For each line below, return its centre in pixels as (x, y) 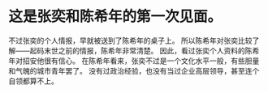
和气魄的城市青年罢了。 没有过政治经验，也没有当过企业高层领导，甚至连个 (134, 70)
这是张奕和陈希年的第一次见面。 (115, 17)
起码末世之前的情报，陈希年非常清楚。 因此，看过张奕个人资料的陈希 (145, 50)
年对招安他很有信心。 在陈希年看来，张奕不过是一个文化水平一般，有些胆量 (134, 61)
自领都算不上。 (33, 81)
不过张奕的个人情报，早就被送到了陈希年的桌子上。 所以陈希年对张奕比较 (130, 40)
